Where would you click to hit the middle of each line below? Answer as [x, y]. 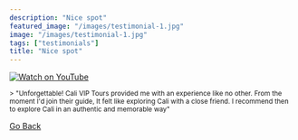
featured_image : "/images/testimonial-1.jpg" [96, 26]
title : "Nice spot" [46, 51]
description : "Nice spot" [58, 18]
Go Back [25, 126]
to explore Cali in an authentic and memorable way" [90, 109]
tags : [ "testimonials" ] [54, 43]
